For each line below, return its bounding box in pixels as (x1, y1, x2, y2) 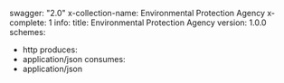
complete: (9, 17, 47, 28)
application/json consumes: (22, 54, 126, 64)
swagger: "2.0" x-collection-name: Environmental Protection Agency (9, 8, 265, 18)
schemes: (9, 27, 46, 37)
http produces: (22, 44, 79, 55)
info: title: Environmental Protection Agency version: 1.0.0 (53, 17, 267, 28)
